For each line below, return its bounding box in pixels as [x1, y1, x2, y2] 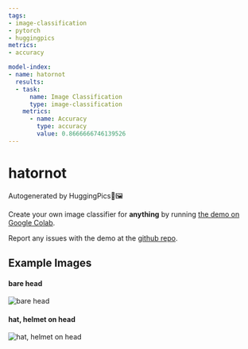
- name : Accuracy [29, 115, 87, 124]
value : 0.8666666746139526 [37, 130, 126, 138]
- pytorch [8, 26, 41, 34]
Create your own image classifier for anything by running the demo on [8, 209, 240, 219]
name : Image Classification [29, 92, 123, 100]
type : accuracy [37, 123, 87, 131]
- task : [15, 85, 41, 93]
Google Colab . [8, 218, 56, 227]
